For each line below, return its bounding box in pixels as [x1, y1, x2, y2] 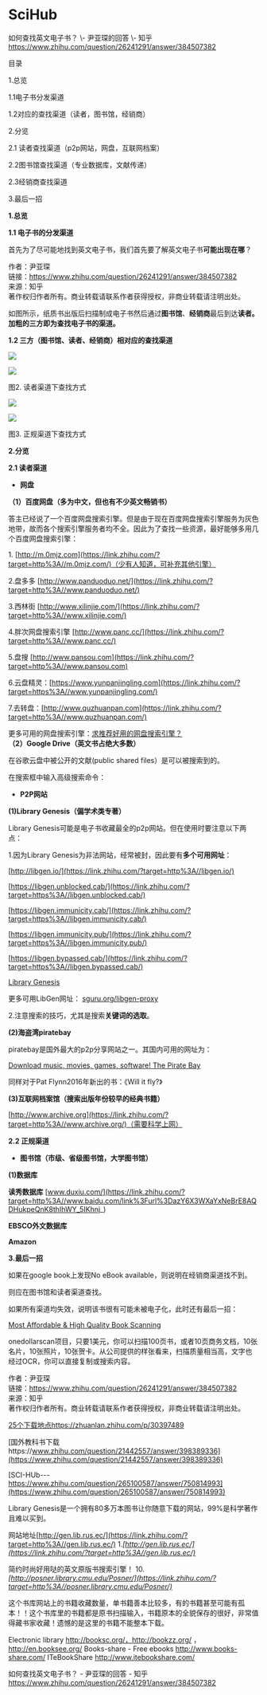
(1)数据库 [8, 1170, 38, 1179]
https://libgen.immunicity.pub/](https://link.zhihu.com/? [10, 929, 192, 938]
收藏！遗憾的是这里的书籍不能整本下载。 [35, 1618, 168, 1627]
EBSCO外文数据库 [8, 1221, 68, 1230]
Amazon [8, 1237, 37, 1246]
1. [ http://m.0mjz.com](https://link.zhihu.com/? [8, 549, 161, 559]
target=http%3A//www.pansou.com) [8, 661, 129, 671]
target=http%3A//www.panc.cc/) [8, 635, 117, 645]
